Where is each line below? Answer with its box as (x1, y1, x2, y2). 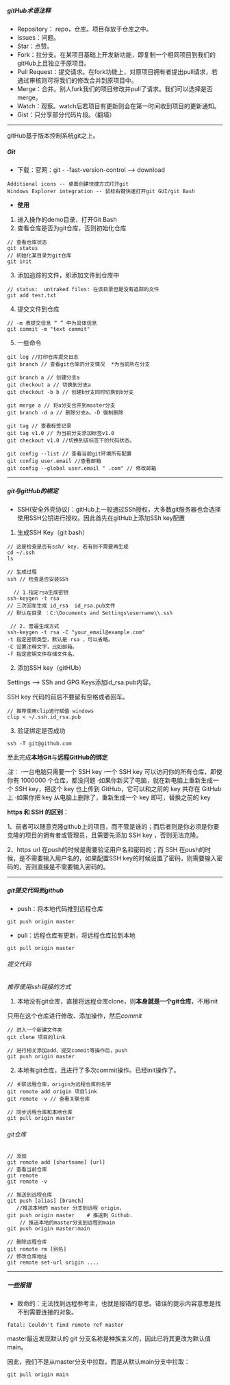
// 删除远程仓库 (7, 1238, 47, 1246)
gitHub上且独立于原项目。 (16, 59, 90, 67)
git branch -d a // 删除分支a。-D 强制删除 (7, 409, 124, 416)
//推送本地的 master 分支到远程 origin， (16, 1205, 125, 1212)
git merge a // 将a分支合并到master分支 (7, 401, 116, 409)
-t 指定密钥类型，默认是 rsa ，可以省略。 (7, 636, 114, 643)
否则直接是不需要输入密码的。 (25, 862, 110, 871)
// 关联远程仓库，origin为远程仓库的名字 (7, 1081, 112, 1088)
